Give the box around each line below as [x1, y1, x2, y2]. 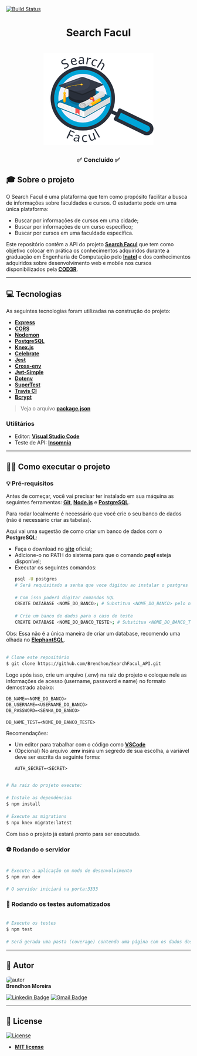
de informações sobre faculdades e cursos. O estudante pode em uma [6, 199, 177, 206]
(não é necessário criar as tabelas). [6, 516, 92, 523]
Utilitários [6, 419, 35, 427]
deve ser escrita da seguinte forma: [14, 753, 101, 760]
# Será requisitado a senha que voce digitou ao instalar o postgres [14, 582, 189, 588]
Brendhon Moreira [6, 982, 52, 989]
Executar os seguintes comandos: [14, 563, 97, 571]
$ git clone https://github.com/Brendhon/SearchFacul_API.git [6, 660, 161, 667]
